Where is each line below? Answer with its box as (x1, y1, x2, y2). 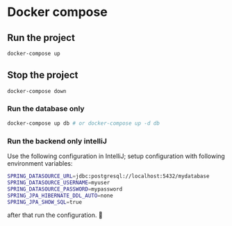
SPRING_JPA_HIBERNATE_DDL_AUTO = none (7, 192, 113, 199)
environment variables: (7, 159, 73, 168)
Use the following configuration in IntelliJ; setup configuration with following (7, 152, 226, 160)
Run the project (7, 32, 75, 44)
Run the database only (7, 104, 85, 114)
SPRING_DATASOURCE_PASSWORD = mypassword (7, 185, 123, 193)
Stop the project (7, 69, 78, 81)
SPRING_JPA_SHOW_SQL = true (7, 198, 82, 205)
